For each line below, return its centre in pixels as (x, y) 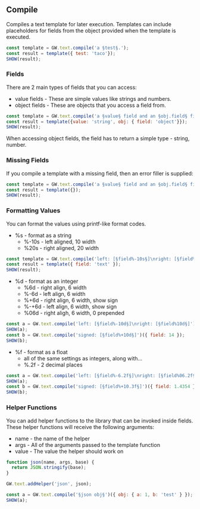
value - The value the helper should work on (69, 451)
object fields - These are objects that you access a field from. (90, 105)
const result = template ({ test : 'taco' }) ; (61, 53)
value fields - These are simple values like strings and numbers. (93, 98)
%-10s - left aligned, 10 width (60, 242)
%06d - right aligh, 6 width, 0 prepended (74, 313)
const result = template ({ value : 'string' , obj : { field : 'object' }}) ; (97, 122)
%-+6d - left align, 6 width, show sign (70, 307)
